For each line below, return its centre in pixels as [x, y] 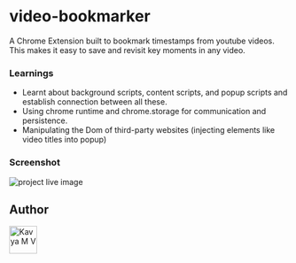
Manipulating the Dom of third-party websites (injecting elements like [148, 130]
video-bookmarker [80, 16]
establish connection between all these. [94, 102]
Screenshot [35, 163]
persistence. [45, 120]
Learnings [31, 73]
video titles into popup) [64, 140]
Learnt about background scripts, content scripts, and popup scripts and [155, 93]
